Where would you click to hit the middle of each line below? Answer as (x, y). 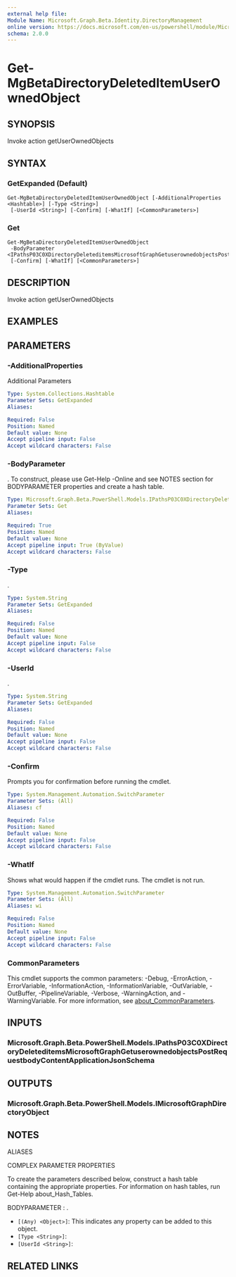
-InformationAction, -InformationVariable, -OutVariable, (129, 985)
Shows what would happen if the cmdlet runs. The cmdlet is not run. (106, 880)
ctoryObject (28, 1112)
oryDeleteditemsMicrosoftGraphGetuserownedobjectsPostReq (117, 1052)
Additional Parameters (39, 381)
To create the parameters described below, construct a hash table (103, 1179)
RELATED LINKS (43, 1266)
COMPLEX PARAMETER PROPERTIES (61, 1166)
